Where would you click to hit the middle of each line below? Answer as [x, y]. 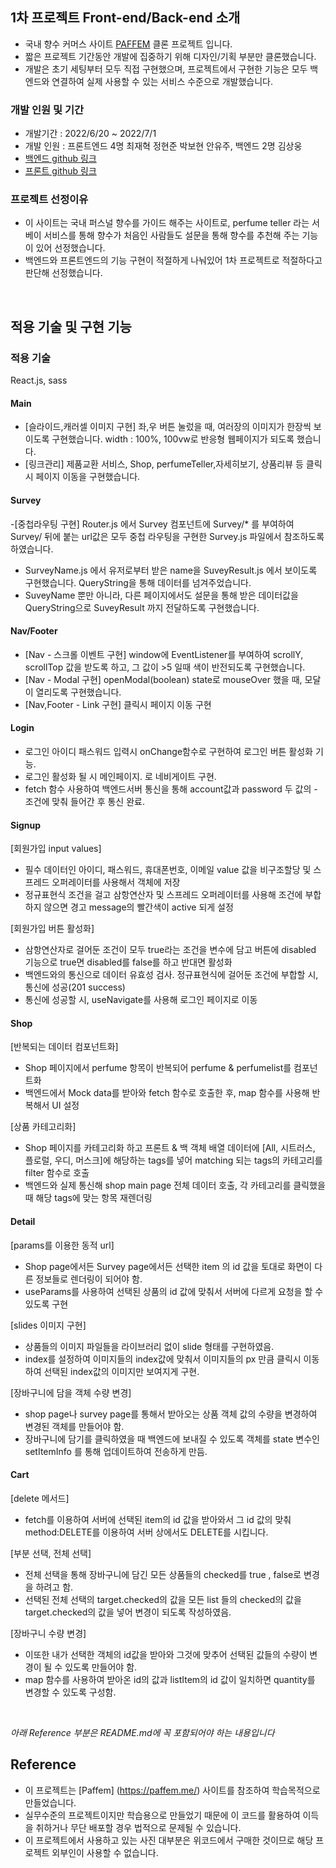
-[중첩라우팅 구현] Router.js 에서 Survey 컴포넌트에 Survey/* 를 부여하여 [152, 524]
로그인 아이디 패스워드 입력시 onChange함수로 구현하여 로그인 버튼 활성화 [168, 751]
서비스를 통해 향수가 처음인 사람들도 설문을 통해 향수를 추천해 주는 [171, 235]
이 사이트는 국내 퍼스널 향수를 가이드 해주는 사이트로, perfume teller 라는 [167, 223]
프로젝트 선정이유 [49, 200]
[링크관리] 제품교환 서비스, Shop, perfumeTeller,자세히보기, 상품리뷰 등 [164, 464]
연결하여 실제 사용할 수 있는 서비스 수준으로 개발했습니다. [162, 81]
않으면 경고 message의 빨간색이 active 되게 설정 [138, 907]
